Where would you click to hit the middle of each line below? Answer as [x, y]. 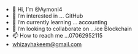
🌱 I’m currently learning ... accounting [59, 22]
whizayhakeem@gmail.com [47, 44]
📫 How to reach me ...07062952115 [57, 35]
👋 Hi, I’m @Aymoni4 [37, 9]
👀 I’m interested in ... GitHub [48, 16]
